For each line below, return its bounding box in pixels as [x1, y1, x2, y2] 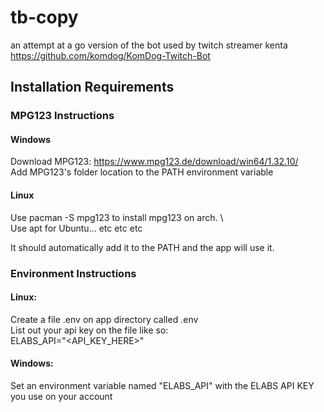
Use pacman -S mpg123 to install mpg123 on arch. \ [10, 211, 224, 223]
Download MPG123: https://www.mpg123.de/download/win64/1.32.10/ [10, 156, 299, 168]
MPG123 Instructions [10, 109, 115, 123]
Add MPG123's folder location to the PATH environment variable [10, 166, 274, 178]
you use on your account [10, 390, 113, 402]
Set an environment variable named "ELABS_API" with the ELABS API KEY [10, 379, 315, 391]
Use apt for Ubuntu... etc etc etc [10, 222, 143, 234]
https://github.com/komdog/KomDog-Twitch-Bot [10, 49, 211, 61]
